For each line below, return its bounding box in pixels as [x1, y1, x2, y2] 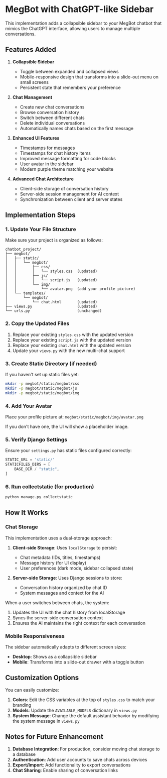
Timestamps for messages [20, 145, 75, 151]
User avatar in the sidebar [20, 161, 74, 167]
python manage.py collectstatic [5, 495, 73, 500]
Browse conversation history [20, 109, 79, 115]
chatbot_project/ [5, 247, 42, 252]
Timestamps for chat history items [20, 150, 91, 156]
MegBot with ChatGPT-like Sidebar [5, 4, 154, 15]
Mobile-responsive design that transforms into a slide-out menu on [20, 74, 159, 80]
